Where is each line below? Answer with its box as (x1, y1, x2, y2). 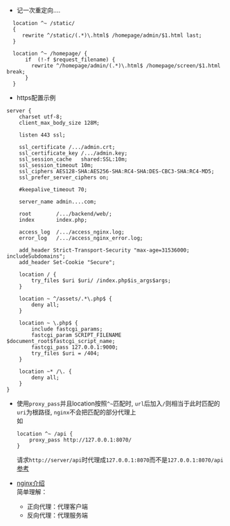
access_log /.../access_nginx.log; (19, 229, 125, 236)
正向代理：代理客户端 (26, 502, 88, 511)
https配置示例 (16, 94, 56, 102)
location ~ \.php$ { (19, 319, 78, 326)
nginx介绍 (16, 479, 45, 487)
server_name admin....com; (19, 198, 97, 205)
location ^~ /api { (16, 430, 73, 437)
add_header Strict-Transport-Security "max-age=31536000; (19, 247, 190, 254)
